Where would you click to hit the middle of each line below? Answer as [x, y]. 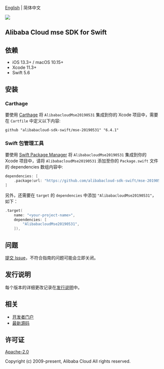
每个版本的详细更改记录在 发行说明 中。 [43, 287]
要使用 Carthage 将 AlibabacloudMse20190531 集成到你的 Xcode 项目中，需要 [82, 115]
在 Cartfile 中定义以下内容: [33, 121]
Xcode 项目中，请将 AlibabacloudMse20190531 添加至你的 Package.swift [77, 161]
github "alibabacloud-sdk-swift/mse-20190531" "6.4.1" [62, 130]
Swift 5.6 [21, 73]
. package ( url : [28, 181]
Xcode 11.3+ [24, 67]
